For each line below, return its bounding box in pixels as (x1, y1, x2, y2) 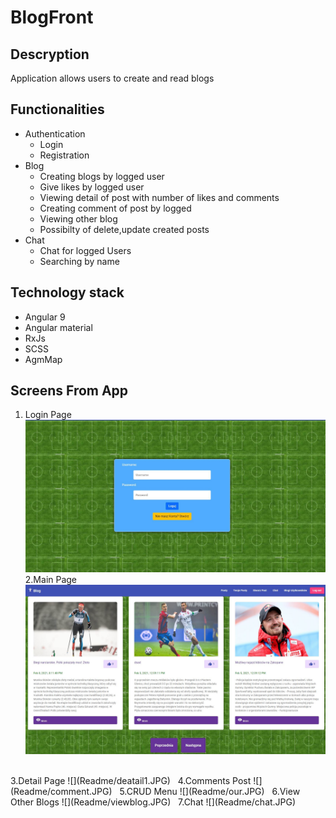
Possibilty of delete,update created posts (39, 223, 210, 235)
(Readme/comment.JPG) (10, 786, 113, 798)
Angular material (24, 321, 93, 333)
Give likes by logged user (39, 181, 145, 193)
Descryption (10, 46, 90, 63)
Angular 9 (24, 311, 66, 323)
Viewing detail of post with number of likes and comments (39, 191, 280, 203)
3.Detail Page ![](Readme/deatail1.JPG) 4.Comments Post (10, 775, 252, 787)
